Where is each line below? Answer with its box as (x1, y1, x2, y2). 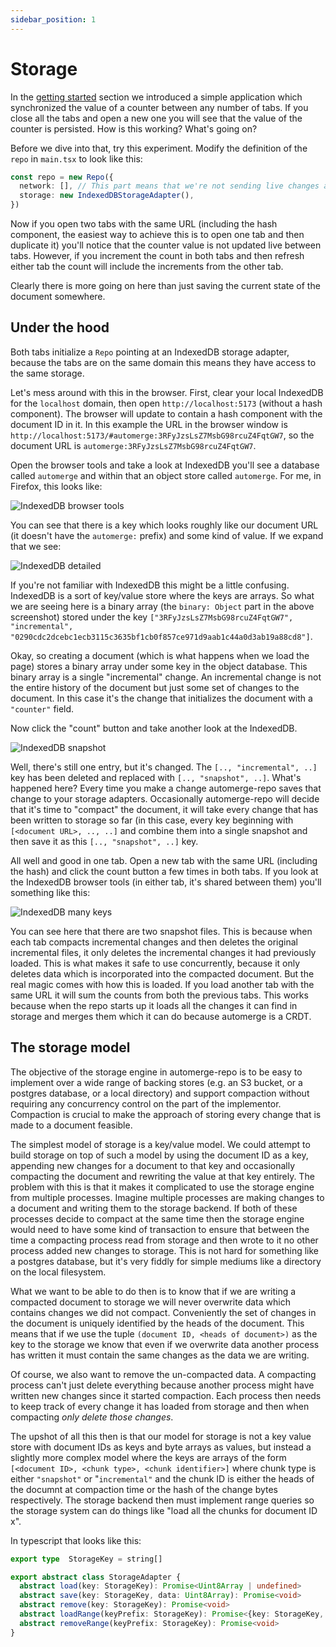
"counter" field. (10, 702, 75, 715)
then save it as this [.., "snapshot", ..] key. (10, 835, 199, 847)
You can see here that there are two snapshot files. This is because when (10, 925, 313, 937)
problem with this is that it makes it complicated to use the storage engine (10, 1181, 315, 1193)
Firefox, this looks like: (10, 480, 103, 492)
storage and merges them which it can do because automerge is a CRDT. (10, 1010, 312, 1022)
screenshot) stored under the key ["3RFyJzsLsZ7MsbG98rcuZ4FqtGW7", (10, 611, 294, 623)
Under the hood (10, 319, 110, 336)
